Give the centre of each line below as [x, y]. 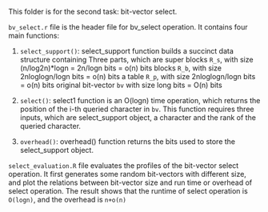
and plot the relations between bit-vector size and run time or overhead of [130, 182]
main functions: [34, 36]
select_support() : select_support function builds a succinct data [127, 51]
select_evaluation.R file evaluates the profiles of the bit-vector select [124, 166]
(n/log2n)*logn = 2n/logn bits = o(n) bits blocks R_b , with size [121, 68]
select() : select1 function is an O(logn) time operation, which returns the [140, 100]
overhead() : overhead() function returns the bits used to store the [128, 142]
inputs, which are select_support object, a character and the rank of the [138, 118]
